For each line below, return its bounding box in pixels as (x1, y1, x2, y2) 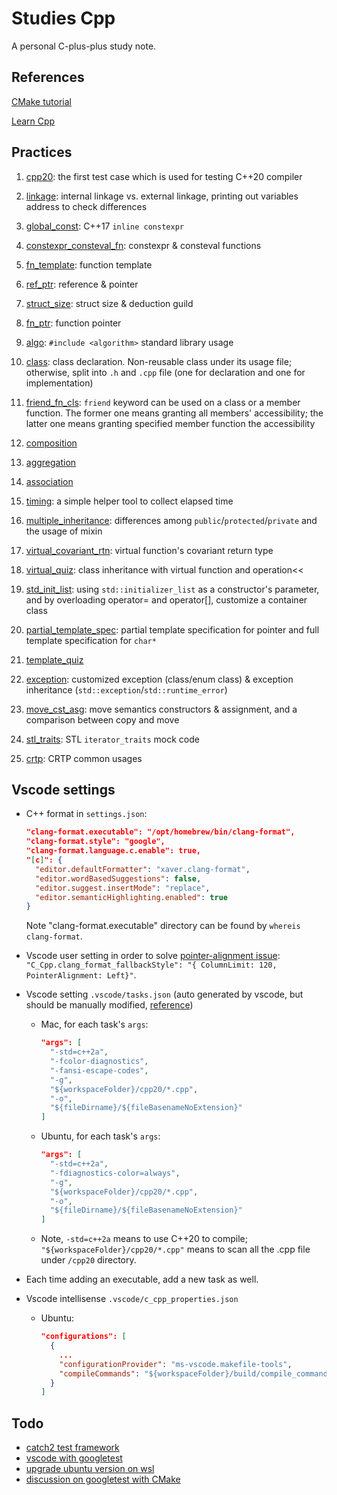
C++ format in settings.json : (25, 808, 148, 820)
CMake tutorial (11, 95, 72, 107)
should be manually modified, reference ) (25, 999, 194, 1011)
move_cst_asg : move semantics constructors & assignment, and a (25, 703, 298, 715)
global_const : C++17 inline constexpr (25, 220, 184, 232)
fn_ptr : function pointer (25, 317, 122, 329)
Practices (11, 144, 73, 161)
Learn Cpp (11, 115, 56, 127)
